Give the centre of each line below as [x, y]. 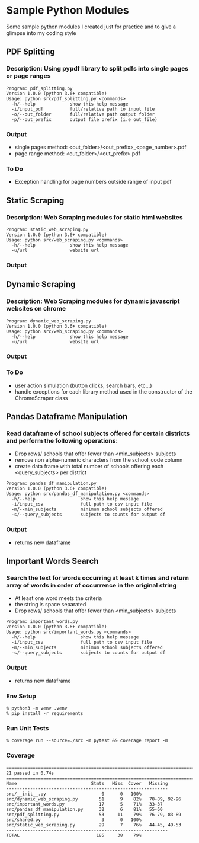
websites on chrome [36, 309]
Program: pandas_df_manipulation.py [51, 484]
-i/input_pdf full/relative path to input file [83, 109]
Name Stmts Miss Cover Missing [87, 783]
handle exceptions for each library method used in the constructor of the [103, 391]
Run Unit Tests [28, 728]
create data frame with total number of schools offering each [89, 467]
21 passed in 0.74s [30, 773]
